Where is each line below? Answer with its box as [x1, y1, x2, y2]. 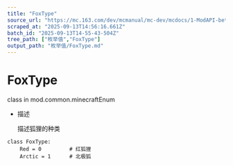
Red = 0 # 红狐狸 [19, 145, 92, 153]
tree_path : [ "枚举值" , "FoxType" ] [7, 36, 101, 43]
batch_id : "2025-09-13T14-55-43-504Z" [7, 29, 119, 37]
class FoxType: [7, 138, 51, 145]
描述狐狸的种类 [17, 124, 60, 133]
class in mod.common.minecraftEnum [7, 95, 116, 103]
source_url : [7, 17, 42, 24]
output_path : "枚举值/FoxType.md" [7, 42, 104, 49]
